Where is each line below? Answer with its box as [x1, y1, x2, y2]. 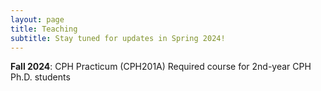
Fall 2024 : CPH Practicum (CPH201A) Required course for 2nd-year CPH [10, 61, 312, 73]
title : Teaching [10, 24, 78, 34]
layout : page [10, 14, 65, 25]
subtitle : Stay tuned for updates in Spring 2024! [10, 33, 226, 43]
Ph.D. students [10, 71, 71, 83]
